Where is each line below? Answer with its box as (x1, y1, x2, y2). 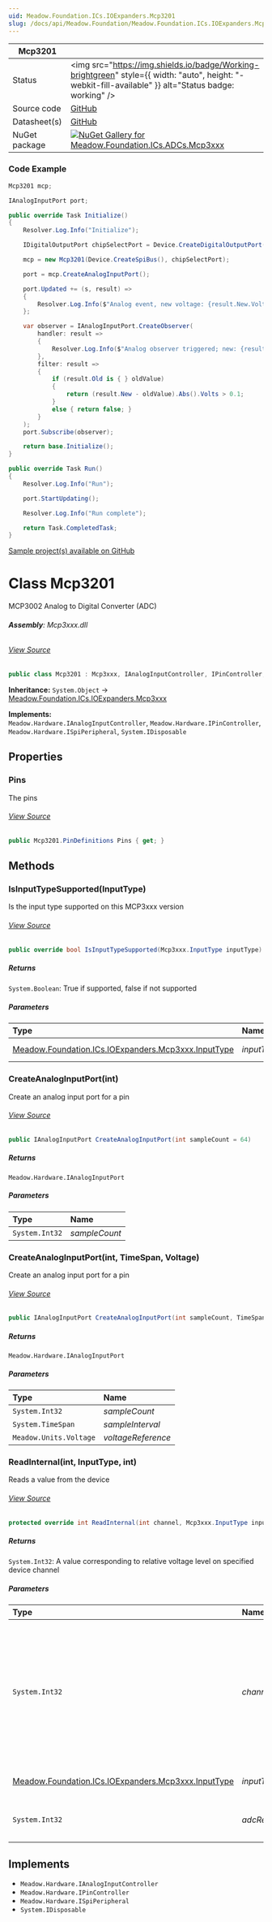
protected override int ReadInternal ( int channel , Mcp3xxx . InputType (8, 1518, 249, 1527)
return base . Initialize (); (23, 443, 114, 451)
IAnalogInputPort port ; (8, 197, 89, 205)
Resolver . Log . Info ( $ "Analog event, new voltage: (37, 300, 205, 309)
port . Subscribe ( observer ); (23, 428, 114, 436)
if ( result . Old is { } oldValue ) (51, 375, 164, 383)
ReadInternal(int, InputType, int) (8, 1456, 138, 1467)
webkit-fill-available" (70, 79, 153, 90)
